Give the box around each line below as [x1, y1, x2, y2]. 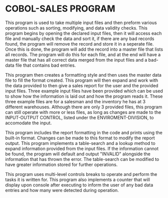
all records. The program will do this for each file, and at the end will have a [5, 51, 161, 58]
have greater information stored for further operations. [5, 161, 118, 167]
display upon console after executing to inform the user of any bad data [5, 181, 153, 188]
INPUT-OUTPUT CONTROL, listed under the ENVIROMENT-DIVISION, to [5, 114, 154, 120]
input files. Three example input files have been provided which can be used [5, 88, 163, 94]
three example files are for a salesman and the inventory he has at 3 [5, 98, 146, 104]
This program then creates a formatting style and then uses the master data [5, 72, 162, 78]
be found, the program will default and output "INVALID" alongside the [5, 151, 150, 157]
